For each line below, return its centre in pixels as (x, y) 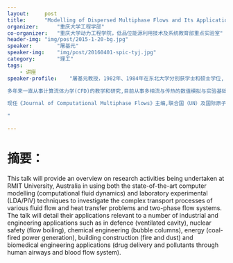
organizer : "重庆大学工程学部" (56, 26)
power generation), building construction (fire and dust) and (107, 237)
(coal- (214, 230)
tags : (15, 65)
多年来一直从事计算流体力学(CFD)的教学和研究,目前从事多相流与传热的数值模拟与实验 (112, 91)
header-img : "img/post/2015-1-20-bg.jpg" (68, 40)
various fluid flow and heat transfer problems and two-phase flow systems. (114, 208)
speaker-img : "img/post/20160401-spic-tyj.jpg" (82, 53)
